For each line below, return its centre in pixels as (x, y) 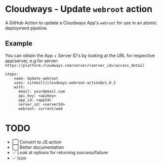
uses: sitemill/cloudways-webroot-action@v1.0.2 (65, 82)
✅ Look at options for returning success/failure (60, 152)
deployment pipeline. (26, 28)
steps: (12, 74)
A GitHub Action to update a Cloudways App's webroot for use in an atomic (81, 23)
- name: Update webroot (34, 78)
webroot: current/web (40, 109)
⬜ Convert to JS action (37, 142)
